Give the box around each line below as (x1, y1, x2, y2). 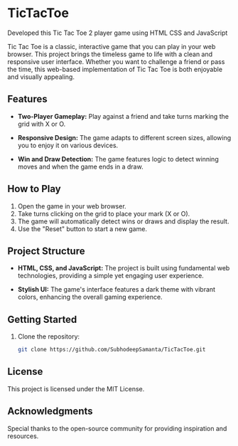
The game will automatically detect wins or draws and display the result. (17, 217, 229, 225)
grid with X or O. (17, 120, 66, 128)
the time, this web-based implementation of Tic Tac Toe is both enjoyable (7, 65, 222, 73)
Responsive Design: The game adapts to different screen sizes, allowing (17, 133, 232, 142)
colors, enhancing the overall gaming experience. (17, 293, 163, 302)
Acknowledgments (7, 405, 94, 418)
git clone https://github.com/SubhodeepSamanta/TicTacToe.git (17, 346, 206, 354)
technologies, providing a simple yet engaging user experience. (17, 272, 204, 280)
